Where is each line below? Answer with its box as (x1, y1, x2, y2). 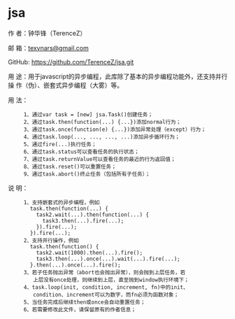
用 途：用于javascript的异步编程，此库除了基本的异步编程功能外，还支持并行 (8, 72, 228, 80)
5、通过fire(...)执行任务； (23, 141, 97, 148)
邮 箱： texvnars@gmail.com (8, 43, 90, 52)
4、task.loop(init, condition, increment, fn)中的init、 (23, 283, 189, 291)
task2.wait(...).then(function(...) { (36, 211, 150, 218)
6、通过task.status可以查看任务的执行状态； (23, 148, 140, 155)
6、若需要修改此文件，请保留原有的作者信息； (23, 306, 136, 313)
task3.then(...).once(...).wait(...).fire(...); (36, 255, 180, 262)
